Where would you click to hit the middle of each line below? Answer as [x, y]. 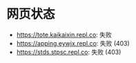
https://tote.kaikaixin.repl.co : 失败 [64, 35]
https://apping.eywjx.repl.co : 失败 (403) [73, 43]
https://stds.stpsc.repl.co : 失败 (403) [69, 52]
